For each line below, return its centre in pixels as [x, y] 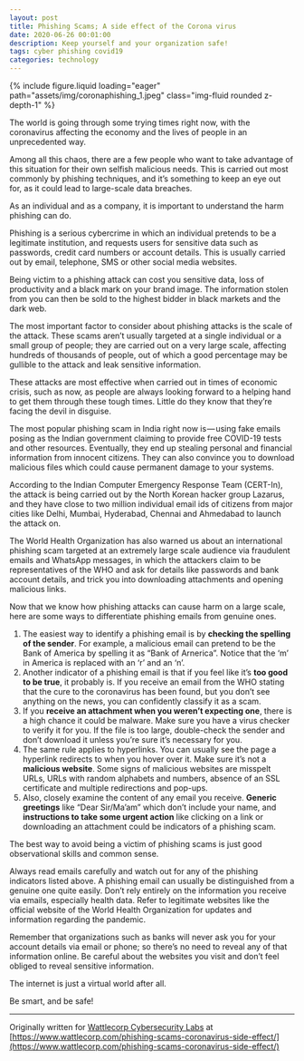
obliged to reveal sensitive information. [82, 966]
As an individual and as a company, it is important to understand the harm [147, 206]
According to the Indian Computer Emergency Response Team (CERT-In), [146, 485]
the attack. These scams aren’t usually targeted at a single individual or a [146, 336]
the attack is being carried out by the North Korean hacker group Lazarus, [147, 494]
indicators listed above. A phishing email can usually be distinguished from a [152, 881]
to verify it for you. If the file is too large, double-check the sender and [153, 730]
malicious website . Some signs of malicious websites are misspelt [147, 769]
